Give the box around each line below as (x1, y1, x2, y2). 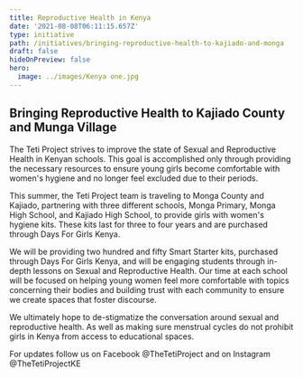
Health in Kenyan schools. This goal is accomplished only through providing (9, 153, 291, 164)
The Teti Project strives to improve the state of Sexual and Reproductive (9, 144, 277, 155)
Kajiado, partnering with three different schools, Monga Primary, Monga (9, 200, 277, 211)
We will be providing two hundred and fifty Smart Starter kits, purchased (9, 246, 279, 257)
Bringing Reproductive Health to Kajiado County (9, 106, 286, 121)
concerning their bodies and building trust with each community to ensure (9, 284, 285, 295)
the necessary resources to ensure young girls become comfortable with (9, 163, 280, 174)
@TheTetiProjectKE (9, 358, 81, 369)
